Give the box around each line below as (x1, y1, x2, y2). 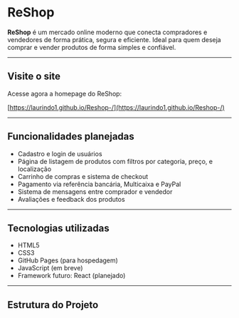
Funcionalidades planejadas (7, 130, 135, 143)
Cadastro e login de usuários (17, 149, 102, 158)
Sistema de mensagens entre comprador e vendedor (17, 187, 173, 196)
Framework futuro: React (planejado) (17, 272, 126, 280)
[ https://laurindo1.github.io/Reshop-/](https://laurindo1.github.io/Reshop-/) (7, 103, 225, 111)
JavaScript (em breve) (17, 264, 83, 272)
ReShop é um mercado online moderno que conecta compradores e (7, 28, 208, 36)
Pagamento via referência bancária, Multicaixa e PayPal (17, 180, 181, 188)
